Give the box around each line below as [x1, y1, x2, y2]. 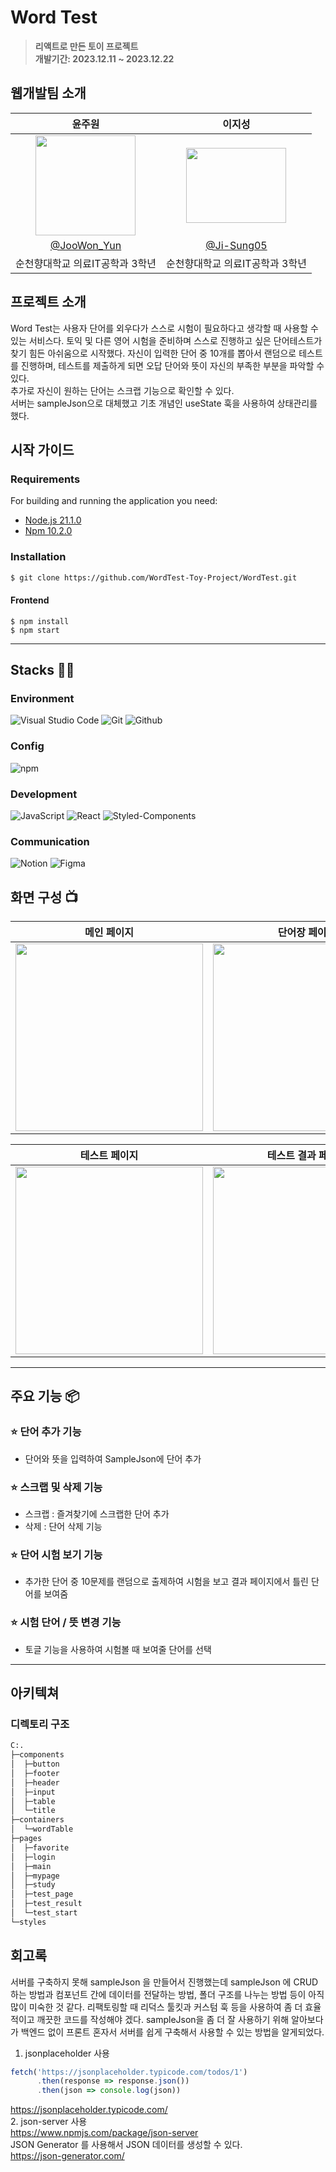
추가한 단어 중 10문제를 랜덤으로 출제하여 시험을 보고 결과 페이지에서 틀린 [24, 1576, 309, 1588]
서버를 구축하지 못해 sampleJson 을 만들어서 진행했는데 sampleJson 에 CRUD [10, 1976, 319, 1988]
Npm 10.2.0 [24, 525, 73, 537]
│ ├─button [10, 1759, 60, 1770]
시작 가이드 [10, 441, 75, 458]
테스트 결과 [266, 1149, 317, 1163]
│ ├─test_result [10, 1899, 83, 1909]
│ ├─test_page [10, 1889, 74, 1900]
